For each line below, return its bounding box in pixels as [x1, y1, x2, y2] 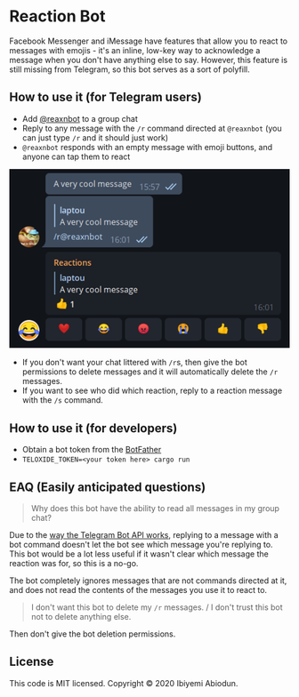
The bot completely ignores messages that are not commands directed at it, [9, 575, 287, 586]
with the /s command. [21, 395, 104, 405]
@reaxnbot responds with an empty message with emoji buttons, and [21, 141, 273, 152]
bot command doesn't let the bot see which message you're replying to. [9, 539, 273, 549]
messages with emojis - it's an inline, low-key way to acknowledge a [9, 44, 261, 55]
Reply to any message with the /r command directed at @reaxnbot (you [21, 123, 282, 133]
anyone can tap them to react [21, 151, 131, 162]
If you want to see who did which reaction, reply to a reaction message [21, 385, 283, 397]
